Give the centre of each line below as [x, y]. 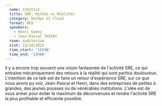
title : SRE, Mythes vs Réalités [42, 14]
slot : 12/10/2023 [27, 45]
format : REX [22, 23]
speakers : [19, 27]
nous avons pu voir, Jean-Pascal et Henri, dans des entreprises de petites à [81, 83]
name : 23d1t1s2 [25, 9]
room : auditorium [27, 41]
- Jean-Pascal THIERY [35, 37]
